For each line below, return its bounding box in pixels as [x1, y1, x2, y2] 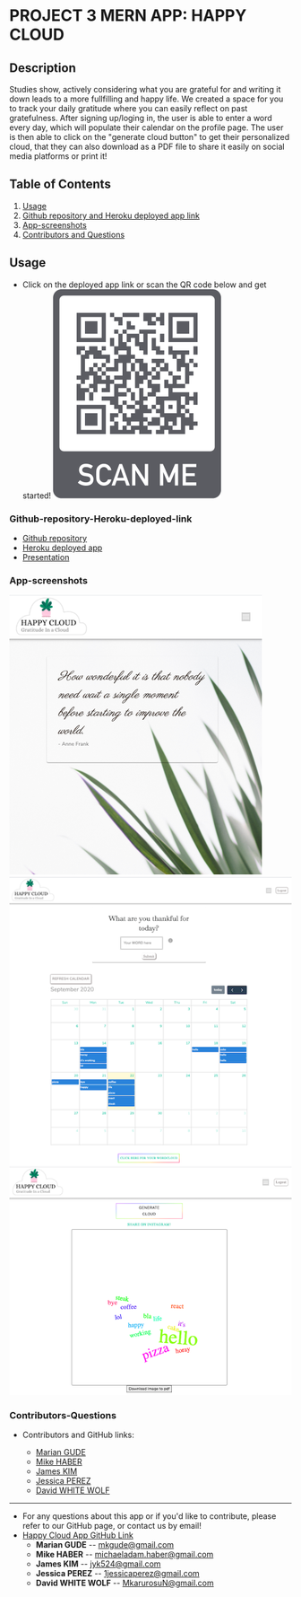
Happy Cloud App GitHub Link [21, 1530, 134, 1540]
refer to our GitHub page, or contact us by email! [21, 1520, 202, 1531]
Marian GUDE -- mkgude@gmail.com [35, 1539, 175, 1549]
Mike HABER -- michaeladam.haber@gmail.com [35, 1549, 214, 1559]
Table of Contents [9, 177, 112, 192]
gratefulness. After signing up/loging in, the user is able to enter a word [9, 113, 273, 123]
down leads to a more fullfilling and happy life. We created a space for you [9, 93, 284, 104]
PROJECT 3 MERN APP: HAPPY [9, 5, 247, 26]
